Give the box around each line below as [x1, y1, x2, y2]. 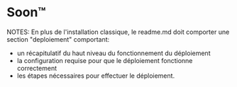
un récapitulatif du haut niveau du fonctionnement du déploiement [16, 49, 211, 57]
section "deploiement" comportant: [6, 35, 110, 43]
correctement [16, 64, 57, 72]
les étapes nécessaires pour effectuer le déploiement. [16, 71, 175, 80]
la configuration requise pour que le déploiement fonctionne [16, 56, 193, 64]
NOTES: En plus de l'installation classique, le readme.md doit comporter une [6, 28, 230, 36]
